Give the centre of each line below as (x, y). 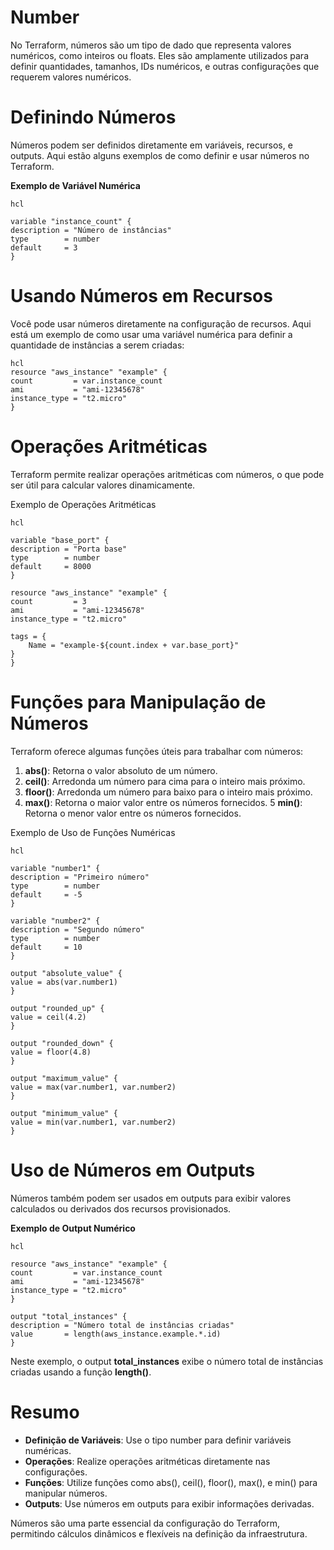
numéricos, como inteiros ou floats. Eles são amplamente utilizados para (159, 55)
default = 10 (46, 947)
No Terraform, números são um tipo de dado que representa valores (151, 45)
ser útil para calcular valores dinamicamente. (103, 485)
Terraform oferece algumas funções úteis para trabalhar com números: (157, 751)
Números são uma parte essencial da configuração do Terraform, (145, 1523)
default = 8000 (51, 566)
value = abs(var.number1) (64, 982)
